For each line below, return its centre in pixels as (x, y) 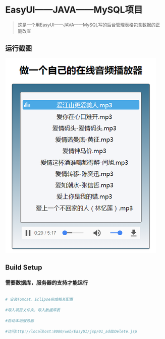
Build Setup (24, 268)
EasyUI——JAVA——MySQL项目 (74, 10)
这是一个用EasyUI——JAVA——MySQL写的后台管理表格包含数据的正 (89, 25)
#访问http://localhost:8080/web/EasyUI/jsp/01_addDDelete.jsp (71, 331)
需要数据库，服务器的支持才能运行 (47, 283)
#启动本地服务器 (20, 321)
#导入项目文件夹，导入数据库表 (33, 310)
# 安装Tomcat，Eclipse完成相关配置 (39, 300)
